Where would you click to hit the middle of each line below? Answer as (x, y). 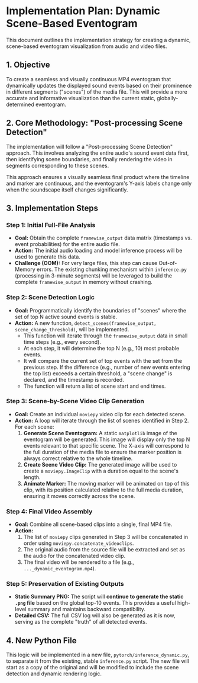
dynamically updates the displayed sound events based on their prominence (99, 85)
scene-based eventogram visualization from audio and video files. (87, 46)
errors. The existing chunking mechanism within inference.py (112, 269)
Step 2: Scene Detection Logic (50, 298)
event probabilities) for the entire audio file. (67, 244)
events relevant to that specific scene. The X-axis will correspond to (106, 445)
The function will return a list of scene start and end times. (95, 386)
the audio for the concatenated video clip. (74, 556)
